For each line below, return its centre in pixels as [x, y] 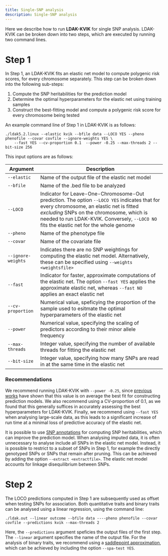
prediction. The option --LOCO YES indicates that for [100, 200]
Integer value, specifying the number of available [97, 344]
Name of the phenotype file [72, 233]
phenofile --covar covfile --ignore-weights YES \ [59, 138]
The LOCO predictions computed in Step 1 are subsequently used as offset [82, 498]
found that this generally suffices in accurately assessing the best [73, 406]
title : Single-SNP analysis [34, 10]
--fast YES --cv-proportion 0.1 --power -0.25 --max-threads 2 [82, 143]
